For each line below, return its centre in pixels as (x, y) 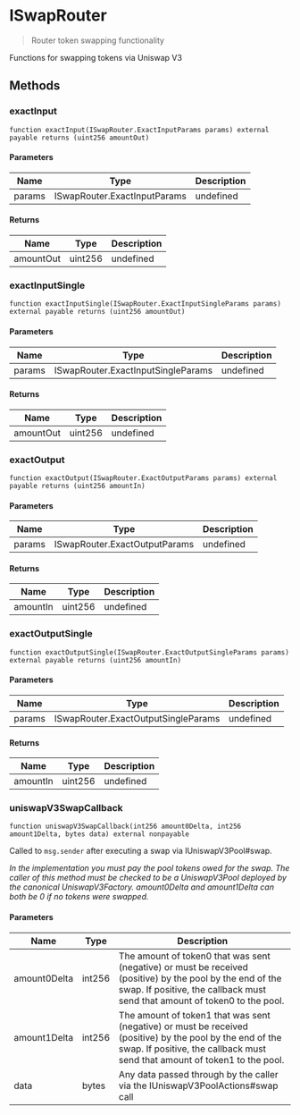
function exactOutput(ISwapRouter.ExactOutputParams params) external (143, 478)
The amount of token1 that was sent (195, 1015)
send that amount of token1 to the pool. (202, 1060)
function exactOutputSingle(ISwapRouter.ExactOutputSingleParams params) (150, 652)
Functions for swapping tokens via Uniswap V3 (96, 57)
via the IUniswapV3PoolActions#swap (199, 1085)
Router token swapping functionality (98, 40)
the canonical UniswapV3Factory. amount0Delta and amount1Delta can (142, 887)
